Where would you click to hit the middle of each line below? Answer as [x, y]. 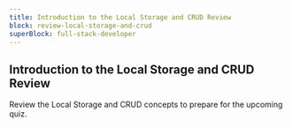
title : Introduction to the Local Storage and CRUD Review [120, 17]
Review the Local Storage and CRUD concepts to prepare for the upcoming [146, 105]
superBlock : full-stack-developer [73, 34]
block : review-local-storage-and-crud [81, 26]
